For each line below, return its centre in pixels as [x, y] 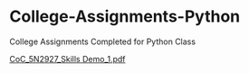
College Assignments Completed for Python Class [103, 41]
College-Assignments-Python [125, 17]
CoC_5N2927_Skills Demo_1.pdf [67, 59]
